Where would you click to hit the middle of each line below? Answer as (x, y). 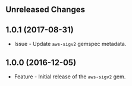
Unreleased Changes (45, 10)
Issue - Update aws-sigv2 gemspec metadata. (70, 44)
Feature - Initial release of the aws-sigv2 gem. (70, 77)
